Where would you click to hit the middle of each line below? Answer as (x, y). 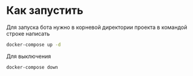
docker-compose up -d (34, 45)
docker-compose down (32, 67)
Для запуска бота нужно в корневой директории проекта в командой (97, 27)
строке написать (28, 33)
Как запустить (45, 11)
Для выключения (29, 56)
